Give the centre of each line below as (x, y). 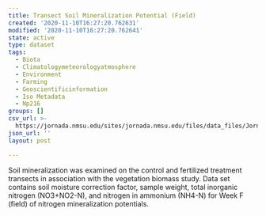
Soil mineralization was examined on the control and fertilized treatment (125, 170)
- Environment (38, 74)
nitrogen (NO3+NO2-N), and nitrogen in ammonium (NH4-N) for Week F (126, 195)
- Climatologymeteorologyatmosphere (76, 67)
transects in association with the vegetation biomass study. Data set (119, 178)
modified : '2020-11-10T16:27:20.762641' (76, 30)
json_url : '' (30, 133)
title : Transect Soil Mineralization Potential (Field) (102, 15)
